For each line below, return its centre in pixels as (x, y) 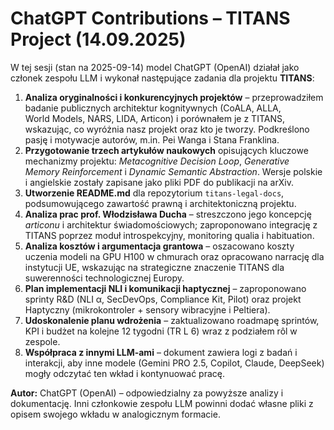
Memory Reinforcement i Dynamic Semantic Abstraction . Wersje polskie (173, 171)
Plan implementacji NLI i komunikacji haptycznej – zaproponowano (165, 288)
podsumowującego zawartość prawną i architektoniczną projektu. (160, 203)
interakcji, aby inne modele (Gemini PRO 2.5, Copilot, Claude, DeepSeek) (174, 363)
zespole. (42, 341)
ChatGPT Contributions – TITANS (150, 18)
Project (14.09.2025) (98, 39)
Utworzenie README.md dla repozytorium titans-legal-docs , (154, 193)
